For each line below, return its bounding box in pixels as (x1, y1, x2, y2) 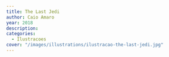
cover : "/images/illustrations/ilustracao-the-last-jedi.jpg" (6, 42, 164, 48)
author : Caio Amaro (6, 14, 55, 20)
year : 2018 (6, 20, 33, 26)
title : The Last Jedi (6, 8, 60, 15)
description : (6, 25, 39, 31)
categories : (6, 31, 36, 37)
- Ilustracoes (11, 36, 46, 42)
